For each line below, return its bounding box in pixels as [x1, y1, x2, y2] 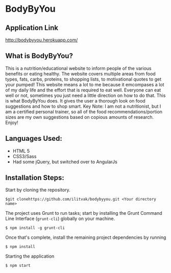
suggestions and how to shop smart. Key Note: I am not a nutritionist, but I [5, 103, 161, 109]
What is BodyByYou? [5, 52, 73, 60]
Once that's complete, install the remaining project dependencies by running [5, 234, 166, 240]
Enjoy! [5, 119, 19, 126]
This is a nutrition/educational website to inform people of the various [5, 65, 152, 71]
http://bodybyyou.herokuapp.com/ [5, 37, 78, 43]
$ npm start [5, 263, 31, 268]
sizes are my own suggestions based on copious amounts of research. [5, 114, 154, 120]
